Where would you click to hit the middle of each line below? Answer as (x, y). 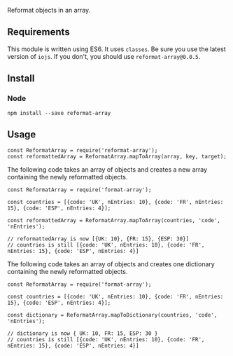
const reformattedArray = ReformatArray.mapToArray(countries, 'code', (114, 221)
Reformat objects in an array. (49, 10)
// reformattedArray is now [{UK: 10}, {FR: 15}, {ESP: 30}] (98, 239)
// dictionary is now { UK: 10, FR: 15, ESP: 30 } (83, 334)
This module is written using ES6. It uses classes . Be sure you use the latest (116, 49)
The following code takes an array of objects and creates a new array (107, 170)
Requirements (38, 32)
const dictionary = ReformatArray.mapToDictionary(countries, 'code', (112, 315)
